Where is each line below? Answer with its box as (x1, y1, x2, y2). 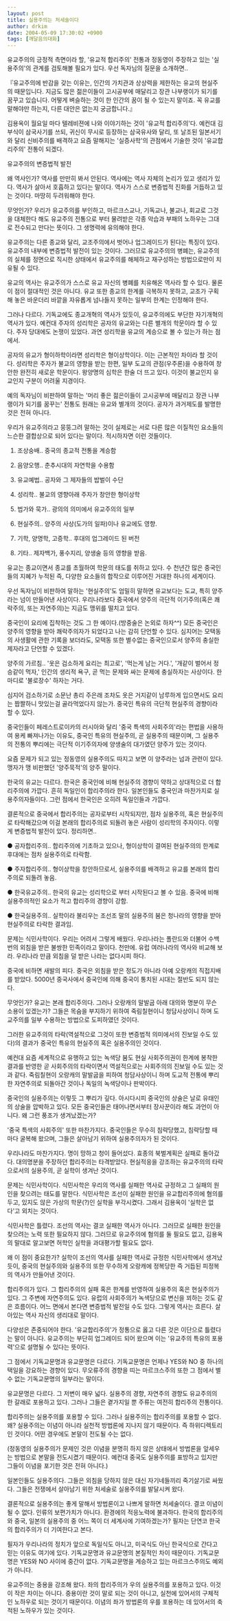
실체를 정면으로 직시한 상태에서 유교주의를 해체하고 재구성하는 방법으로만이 (14, 256, 215, 264)
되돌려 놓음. (25, 874, 57, 882)
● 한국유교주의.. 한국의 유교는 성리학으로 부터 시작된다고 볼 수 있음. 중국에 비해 (7, 888, 220, 896)
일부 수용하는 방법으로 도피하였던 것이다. (30, 1015, 139, 1024)
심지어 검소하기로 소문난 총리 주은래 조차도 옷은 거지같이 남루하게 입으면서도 (7, 691, 211, 699)
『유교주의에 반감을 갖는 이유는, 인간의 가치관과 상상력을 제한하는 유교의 (7, 79, 200, 87)
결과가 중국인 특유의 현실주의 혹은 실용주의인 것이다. (21, 1039, 161, 1047)
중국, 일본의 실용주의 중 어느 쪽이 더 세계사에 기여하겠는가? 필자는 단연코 (14, 1517, 208, 1525)
